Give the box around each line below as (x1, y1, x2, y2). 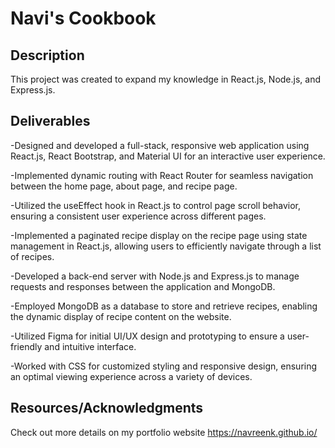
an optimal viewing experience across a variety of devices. (10, 370, 253, 382)
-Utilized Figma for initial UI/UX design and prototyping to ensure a (10, 330, 285, 342)
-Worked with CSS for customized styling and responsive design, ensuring (10, 360, 318, 372)
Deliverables (10, 113, 91, 130)
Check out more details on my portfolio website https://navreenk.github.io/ (10, 426, 318, 438)
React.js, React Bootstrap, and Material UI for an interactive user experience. (10, 150, 326, 162)
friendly (10, 340, 43, 352)
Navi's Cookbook (10, 7, 157, 30)
